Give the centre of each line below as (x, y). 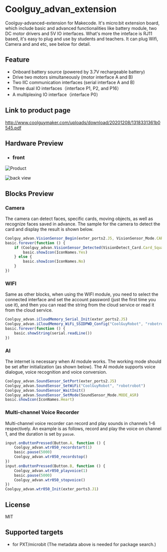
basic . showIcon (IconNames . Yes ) (55, 252)
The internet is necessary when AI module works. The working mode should (83, 361)
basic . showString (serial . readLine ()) (53, 333)
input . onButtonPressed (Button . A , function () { (55, 443)
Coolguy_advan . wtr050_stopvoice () (50, 480)
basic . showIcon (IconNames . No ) (54, 262)
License (18, 504)
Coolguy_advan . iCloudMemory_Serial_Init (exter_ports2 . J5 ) (66, 320)
